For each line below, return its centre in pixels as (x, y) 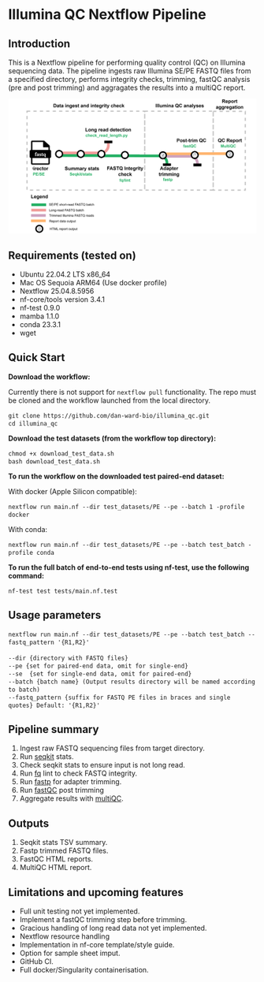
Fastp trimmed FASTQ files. (64, 851)
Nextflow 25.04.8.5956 (57, 291)
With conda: (28, 529)
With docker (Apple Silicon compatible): (73, 491)
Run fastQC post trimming (61, 790)
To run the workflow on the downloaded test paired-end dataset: (116, 476)
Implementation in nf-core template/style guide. (97, 945)
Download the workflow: (49, 377)
